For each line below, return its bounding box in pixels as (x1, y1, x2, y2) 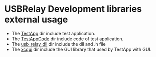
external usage (4, 14, 68, 25)
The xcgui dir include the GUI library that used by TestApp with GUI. (11, 46, 152, 52)
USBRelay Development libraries (4, 3, 142, 15)
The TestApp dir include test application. (11, 30, 96, 36)
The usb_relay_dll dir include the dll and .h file (11, 41, 106, 47)
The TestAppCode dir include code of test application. (11, 36, 124, 42)
